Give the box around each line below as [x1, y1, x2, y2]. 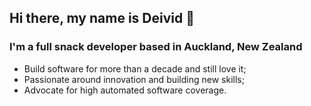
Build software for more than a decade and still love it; [23, 62, 247, 75]
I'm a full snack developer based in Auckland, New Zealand [9, 40, 303, 54]
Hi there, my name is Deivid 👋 [9, 10, 195, 27]
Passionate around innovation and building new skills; [23, 73, 245, 85]
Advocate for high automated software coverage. [23, 84, 227, 96]
